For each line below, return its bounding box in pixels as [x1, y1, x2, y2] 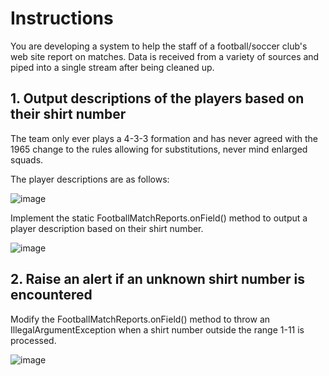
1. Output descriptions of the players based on [10, 90, 305, 107]
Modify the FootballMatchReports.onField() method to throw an [10, 313, 271, 325]
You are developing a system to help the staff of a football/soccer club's [10, 40, 308, 52]
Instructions [10, 7, 114, 30]
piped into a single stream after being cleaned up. [10, 61, 215, 73]
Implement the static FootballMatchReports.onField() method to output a [10, 212, 308, 224]
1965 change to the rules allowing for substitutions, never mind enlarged [10, 143, 308, 155]
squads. [10, 153, 44, 166]
